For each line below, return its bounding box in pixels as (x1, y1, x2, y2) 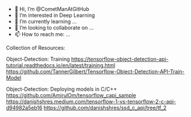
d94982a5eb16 (6, 104, 43, 111)
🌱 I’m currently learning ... (14, 18, 77, 25)
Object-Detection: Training (6, 56, 70, 63)
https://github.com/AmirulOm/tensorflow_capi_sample (6, 92, 136, 99)
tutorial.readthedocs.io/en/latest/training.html (6, 62, 116, 68)
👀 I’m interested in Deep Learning (14, 12, 95, 19)
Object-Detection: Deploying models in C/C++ (6, 85, 117, 92)
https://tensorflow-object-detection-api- (71, 56, 169, 63)
